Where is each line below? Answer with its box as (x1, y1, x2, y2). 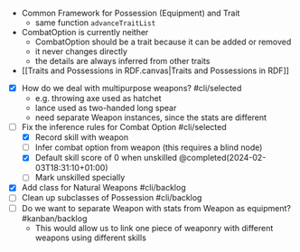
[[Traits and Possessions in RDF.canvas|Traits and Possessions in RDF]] (21, 65, 290, 76)
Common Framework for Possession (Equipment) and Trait (21, 8, 240, 18)
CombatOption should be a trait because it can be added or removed (34, 36, 292, 47)
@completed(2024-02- (179, 153, 267, 163)
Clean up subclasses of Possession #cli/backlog (21, 192, 202, 203)
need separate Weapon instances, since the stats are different (34, 112, 267, 123)
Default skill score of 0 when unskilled (34, 153, 178, 163)
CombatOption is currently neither (21, 27, 149, 37)
